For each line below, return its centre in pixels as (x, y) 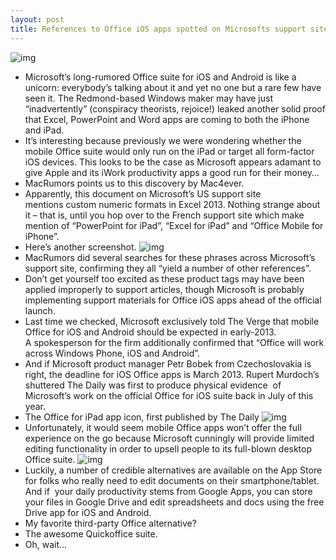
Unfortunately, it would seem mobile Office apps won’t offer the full (163, 427)
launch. (40, 310)
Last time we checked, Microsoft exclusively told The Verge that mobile (172, 321)
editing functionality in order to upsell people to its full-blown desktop (168, 448)
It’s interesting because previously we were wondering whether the (163, 140)
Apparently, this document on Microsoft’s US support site (143, 193)
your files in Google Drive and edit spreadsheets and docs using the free (174, 502)
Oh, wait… (46, 544)
